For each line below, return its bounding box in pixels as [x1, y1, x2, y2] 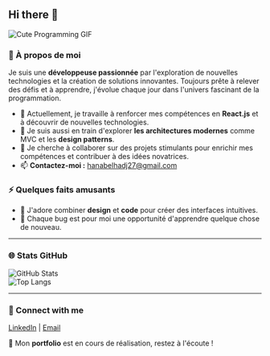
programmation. [8, 93, 62, 103]
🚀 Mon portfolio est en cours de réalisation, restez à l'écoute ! [8, 338, 214, 348]
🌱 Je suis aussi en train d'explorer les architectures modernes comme [19, 126, 256, 136]
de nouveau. [19, 223, 62, 232]
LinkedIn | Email [8, 323, 61, 332]
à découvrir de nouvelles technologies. [19, 117, 149, 127]
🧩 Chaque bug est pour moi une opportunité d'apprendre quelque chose [19, 214, 260, 223]
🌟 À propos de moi [8, 49, 82, 60]
